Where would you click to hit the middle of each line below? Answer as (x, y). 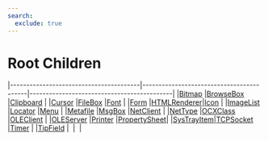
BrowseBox (225, 94)
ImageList (243, 102)
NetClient (145, 111)
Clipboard (26, 102)
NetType (184, 111)
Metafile (81, 111)
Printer (103, 120)
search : (21, 16)
